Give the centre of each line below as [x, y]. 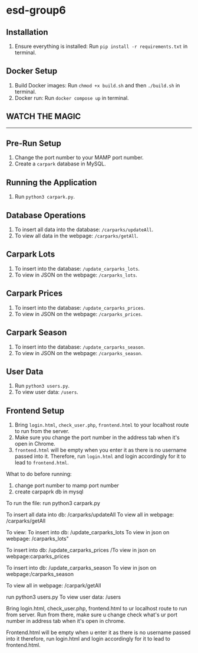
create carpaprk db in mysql [49, 492]
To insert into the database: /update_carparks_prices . [80, 307]
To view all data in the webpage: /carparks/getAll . [76, 236]
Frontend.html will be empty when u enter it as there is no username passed [98, 632]
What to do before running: [39, 474]
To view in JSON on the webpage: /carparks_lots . [76, 275]
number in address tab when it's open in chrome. [66, 621]
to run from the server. [42, 431]
